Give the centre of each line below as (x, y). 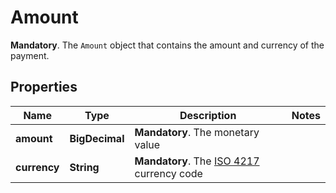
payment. (30, 55)
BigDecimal (97, 138)
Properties (44, 87)
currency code (168, 173)
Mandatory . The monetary (197, 132)
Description (208, 115)
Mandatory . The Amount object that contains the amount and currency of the (167, 45)
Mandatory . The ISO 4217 (197, 161)
